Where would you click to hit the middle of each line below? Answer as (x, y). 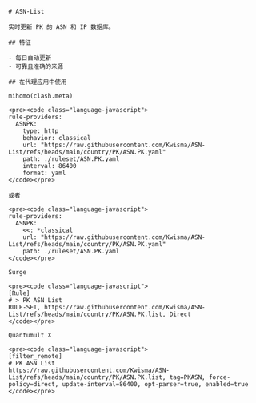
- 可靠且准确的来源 (36, 66)
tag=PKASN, (187, 377)
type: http (41, 131)
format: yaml (44, 173)
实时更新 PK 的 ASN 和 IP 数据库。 (61, 27)
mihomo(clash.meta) (41, 96)
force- (219, 377)
